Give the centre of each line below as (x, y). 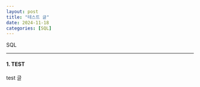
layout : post (22, 12)
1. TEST (15, 64)
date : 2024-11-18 (28, 22)
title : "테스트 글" (28, 17)
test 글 (14, 78)
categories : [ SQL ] (29, 28)
